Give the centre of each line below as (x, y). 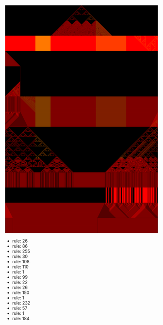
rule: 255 (21, 252)
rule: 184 (21, 319)
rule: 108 (21, 262)
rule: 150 (21, 293)
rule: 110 (20, 267)
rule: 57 (20, 308)
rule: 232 (21, 303)
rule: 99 (20, 277)
